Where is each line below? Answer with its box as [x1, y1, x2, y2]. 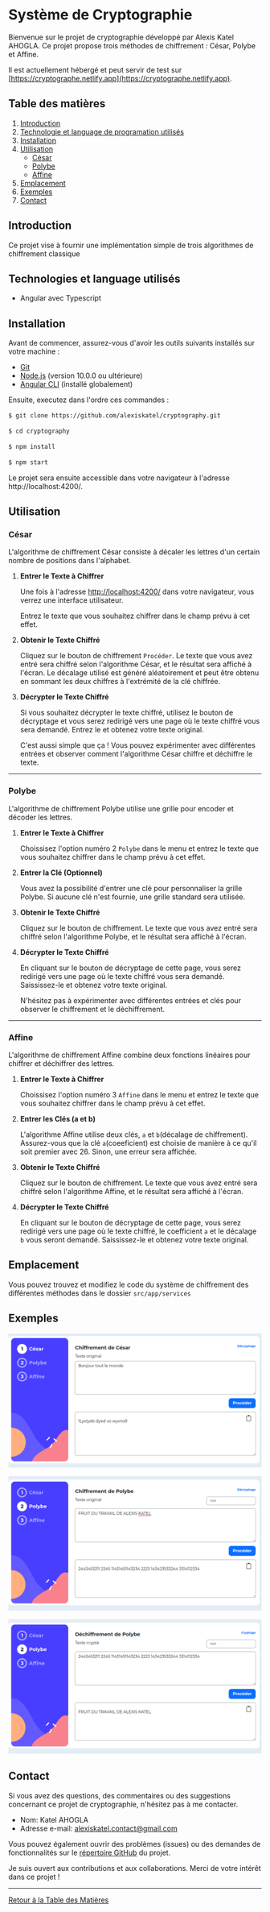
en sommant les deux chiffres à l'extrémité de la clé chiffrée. [19, 677, 221, 686]
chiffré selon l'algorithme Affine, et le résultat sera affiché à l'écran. [19, 1186, 243, 1196]
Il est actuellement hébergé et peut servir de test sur [8, 64, 182, 74]
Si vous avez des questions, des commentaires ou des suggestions [8, 1790, 231, 1800]
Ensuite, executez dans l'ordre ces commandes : [8, 395, 170, 404]
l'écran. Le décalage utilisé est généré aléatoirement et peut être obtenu [19, 668, 260, 678]
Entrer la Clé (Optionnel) [19, 868, 103, 877]
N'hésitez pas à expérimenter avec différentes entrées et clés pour [19, 995, 242, 1005]
